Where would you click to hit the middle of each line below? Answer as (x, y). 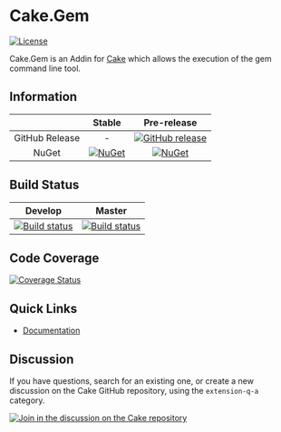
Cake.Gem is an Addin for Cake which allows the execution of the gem (140, 58)
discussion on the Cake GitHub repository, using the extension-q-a (134, 391)
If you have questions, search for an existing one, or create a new (131, 381)
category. (27, 400)
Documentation (51, 331)
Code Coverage (54, 258)
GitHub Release (47, 137)
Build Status (44, 185)
